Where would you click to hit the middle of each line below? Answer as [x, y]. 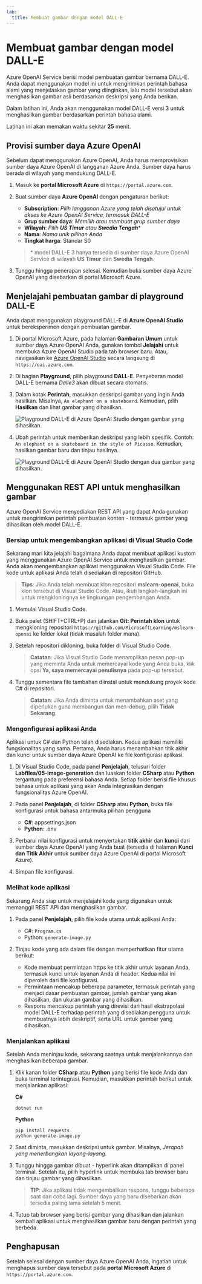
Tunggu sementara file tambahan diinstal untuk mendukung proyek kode [106, 682]
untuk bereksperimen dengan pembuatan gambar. [69, 327]
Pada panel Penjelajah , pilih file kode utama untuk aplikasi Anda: [96, 919]
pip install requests [42, 1131]
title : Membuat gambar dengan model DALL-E [67, 18]
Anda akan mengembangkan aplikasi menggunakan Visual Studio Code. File [101, 566]
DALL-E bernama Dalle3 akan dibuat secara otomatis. [82, 382]
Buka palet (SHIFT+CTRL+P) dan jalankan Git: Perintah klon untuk [97, 621]
